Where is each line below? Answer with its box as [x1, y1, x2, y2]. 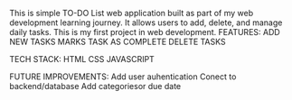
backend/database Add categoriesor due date [9, 81, 182, 91]
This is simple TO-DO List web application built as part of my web [9, 8, 254, 18]
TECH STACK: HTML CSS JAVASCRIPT [9, 54, 155, 64]
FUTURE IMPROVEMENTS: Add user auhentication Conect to [9, 71, 237, 82]
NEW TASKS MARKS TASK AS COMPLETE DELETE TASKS [9, 36, 226, 47]
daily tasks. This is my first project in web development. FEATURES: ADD [9, 27, 280, 37]
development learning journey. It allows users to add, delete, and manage [9, 17, 283, 28]
